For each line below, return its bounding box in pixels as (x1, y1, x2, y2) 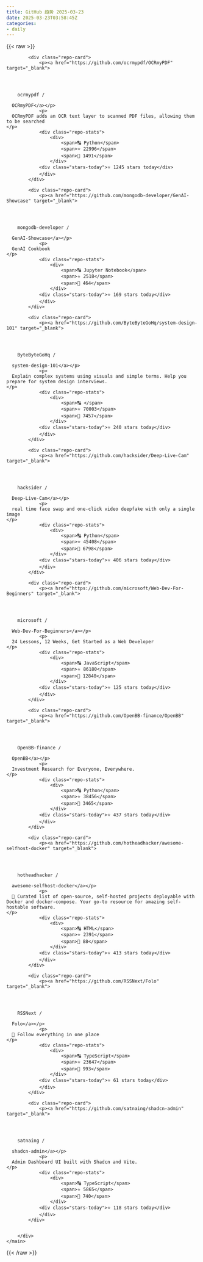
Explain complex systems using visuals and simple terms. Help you (12, 373, 187, 380)
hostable (6, 904, 29, 910)
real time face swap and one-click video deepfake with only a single (12, 506, 195, 513)
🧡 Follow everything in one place (12, 1032, 99, 1038)
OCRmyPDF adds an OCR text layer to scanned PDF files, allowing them (12, 114, 195, 120)
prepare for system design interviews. (6, 379, 108, 385)
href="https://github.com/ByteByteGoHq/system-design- (55, 320, 198, 326)
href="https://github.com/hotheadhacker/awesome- (55, 840, 184, 846)
